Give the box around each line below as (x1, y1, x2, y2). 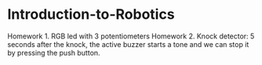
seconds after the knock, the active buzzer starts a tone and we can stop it (7, 39, 249, 49)
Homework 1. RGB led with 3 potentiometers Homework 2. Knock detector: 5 (7, 31, 255, 41)
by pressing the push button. (7, 48, 100, 57)
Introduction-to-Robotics (7, 5, 175, 23)
